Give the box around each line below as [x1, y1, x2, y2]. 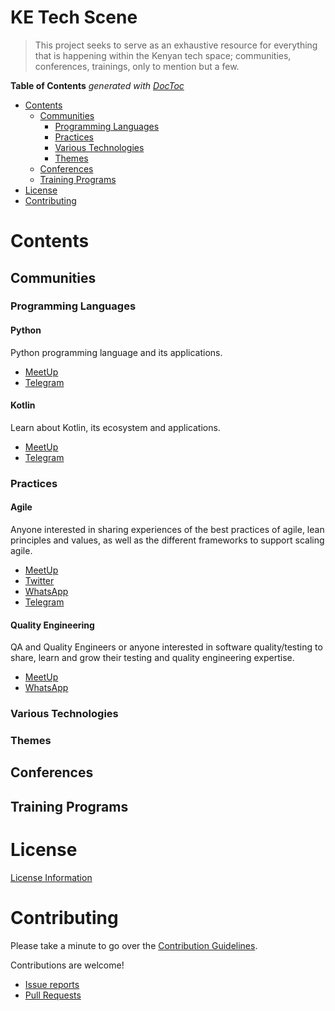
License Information [10, 871, 93, 883]
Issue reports [24, 978, 80, 990]
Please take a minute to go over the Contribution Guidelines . [10, 939, 258, 951]
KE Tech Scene [10, 6, 138, 29]
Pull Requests [24, 989, 82, 1001]
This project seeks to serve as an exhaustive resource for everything [34, 39, 318, 51]
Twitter [24, 574, 55, 586]
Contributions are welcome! [10, 959, 125, 971]
